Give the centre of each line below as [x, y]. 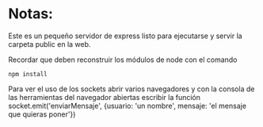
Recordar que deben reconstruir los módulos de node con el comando [123, 60]
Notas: [31, 14]
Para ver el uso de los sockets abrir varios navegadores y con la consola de [131, 89]
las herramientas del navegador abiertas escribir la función [104, 97]
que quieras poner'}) [42, 114]
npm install [28, 74]
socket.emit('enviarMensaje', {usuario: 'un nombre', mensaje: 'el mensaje [128, 106]
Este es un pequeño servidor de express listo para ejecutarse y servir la [126, 36]
